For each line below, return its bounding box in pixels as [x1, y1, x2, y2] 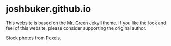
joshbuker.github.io [6, 3, 91, 15]
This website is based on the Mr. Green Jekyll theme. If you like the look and [6, 20, 166, 26]
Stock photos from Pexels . [6, 35, 61, 41]
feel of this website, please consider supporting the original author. [6, 25, 147, 31]
